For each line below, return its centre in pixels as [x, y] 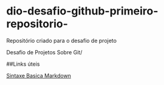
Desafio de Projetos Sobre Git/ [44, 52]
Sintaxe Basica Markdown [39, 75]
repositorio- [37, 24]
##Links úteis [23, 64]
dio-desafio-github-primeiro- [82, 11]
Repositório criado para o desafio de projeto [62, 40]
